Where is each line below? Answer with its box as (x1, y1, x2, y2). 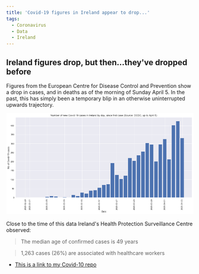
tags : (6, 15, 20, 22)
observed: (6, 226, 31, 234)
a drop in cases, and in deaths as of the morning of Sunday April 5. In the (6, 88, 185, 95)
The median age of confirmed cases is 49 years (20, 238, 138, 245)
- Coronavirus (11, 22, 46, 28)
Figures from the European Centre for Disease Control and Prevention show (6, 82, 191, 89)
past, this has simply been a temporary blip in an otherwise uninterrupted (6, 95, 185, 102)
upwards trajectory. (6, 101, 54, 108)
